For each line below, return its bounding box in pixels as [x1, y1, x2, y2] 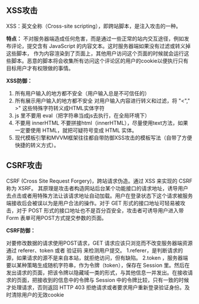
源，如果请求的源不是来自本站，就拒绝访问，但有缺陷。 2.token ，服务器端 [6, 254, 188, 261]
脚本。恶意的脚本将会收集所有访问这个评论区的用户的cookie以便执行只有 [11, 57, 189, 64]
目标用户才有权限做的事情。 [6, 64, 74, 72]
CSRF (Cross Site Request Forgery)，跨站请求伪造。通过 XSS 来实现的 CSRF [6, 177, 192, 185]
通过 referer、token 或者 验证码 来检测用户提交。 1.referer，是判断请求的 [6, 247, 184, 254]
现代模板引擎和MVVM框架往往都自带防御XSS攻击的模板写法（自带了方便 [14, 134, 192, 141]
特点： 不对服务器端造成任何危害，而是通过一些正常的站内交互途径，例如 [6, 35, 184, 42]
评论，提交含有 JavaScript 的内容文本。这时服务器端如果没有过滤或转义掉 [11, 42, 191, 49]
